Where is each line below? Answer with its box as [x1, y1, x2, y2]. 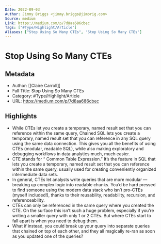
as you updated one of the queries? [12, 233, 83, 239]
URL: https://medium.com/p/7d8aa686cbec [12, 98, 99, 104]
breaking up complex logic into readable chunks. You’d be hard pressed [12, 181, 156, 187]
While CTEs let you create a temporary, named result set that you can [12, 125, 151, 131]
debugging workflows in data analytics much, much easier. [12, 151, 130, 157]
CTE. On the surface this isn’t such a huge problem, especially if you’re [12, 207, 154, 213]
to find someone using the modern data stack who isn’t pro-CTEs [12, 187, 143, 193]
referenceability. [12, 197, 45, 203]
